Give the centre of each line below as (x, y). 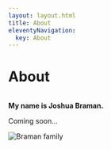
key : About (33, 38)
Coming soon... (33, 121)
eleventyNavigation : (42, 30)
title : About (30, 23)
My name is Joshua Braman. (56, 106)
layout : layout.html (42, 15)
